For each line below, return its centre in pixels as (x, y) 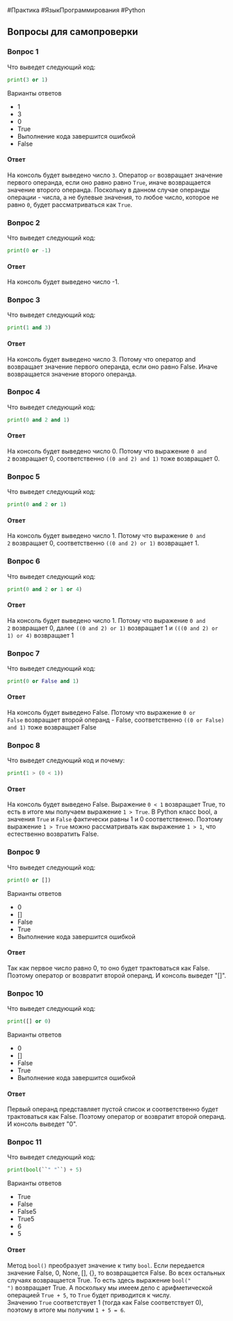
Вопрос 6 (24, 562)
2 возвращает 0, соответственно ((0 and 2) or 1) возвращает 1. (103, 543)
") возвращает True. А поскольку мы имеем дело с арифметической (110, 1288)
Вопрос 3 (24, 300)
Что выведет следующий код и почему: (66, 760)
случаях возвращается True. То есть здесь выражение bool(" (99, 1280)
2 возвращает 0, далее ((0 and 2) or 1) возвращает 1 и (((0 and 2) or (113, 628)
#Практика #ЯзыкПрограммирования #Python (76, 10)
